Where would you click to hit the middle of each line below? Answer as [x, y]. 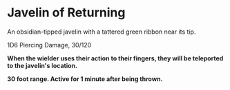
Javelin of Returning [66, 13]
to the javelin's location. [42, 65]
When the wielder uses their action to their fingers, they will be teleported [115, 58]
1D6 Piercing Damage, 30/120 [49, 45]
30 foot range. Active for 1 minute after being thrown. [85, 79]
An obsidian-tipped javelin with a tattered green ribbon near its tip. [102, 32]
